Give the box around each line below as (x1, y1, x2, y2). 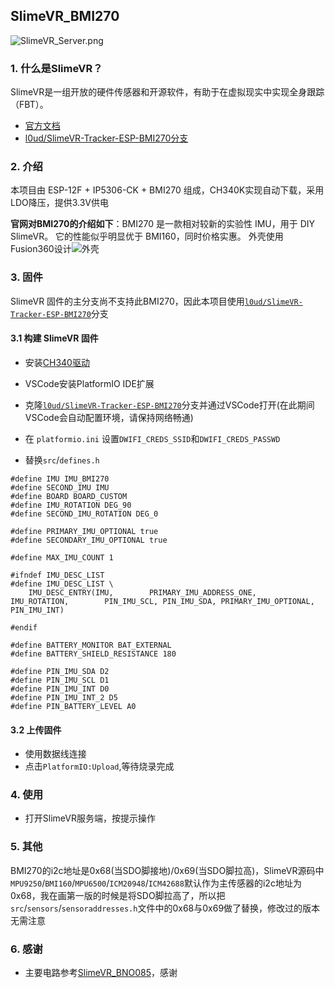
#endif (10, 622, 38, 633)
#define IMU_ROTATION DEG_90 (10, 500, 132, 510)
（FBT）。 (10, 99, 49, 111)
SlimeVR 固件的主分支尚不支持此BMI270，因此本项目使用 (10, 295, 245, 307)
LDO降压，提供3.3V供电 (10, 197, 110, 209)
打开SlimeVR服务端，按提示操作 (24, 812, 156, 824)
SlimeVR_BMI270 (10, 8, 120, 25)
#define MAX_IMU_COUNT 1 (10, 552, 114, 563)
